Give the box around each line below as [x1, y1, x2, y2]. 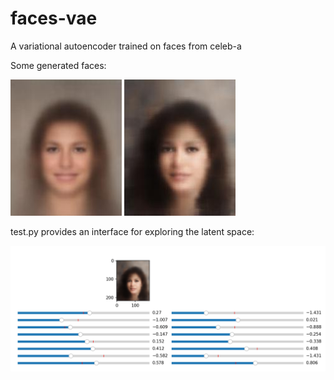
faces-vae [10, 7, 98, 30]
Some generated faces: [10, 59, 107, 71]
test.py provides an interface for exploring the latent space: [10, 225, 255, 237]
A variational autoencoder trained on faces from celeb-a [10, 40, 242, 52]
